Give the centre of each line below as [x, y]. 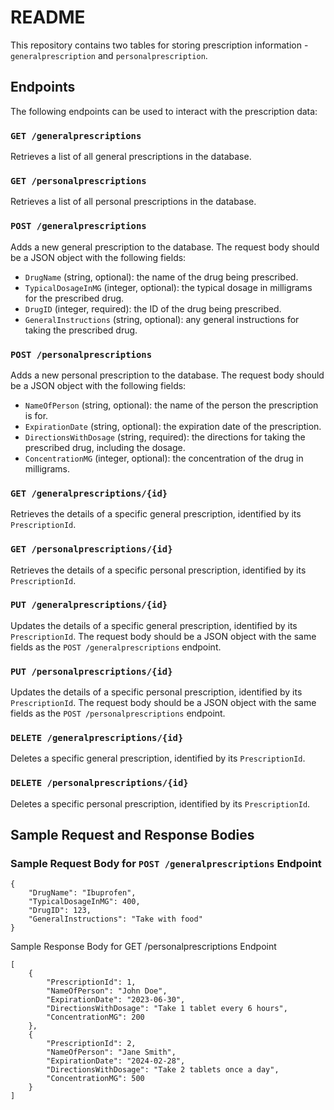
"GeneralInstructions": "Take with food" [115, 919]
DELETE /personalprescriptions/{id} [99, 783]
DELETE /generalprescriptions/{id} [97, 738]
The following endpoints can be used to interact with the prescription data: [164, 111]
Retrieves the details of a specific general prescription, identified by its [156, 514]
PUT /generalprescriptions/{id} [89, 605]
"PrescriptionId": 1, [91, 982]
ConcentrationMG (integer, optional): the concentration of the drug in [164, 458]
